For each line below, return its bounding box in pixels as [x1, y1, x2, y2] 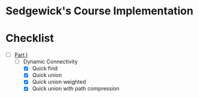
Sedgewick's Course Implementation [5, 4, 194, 18]
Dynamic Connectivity [23, 58, 78, 65]
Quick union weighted [32, 78, 86, 85]
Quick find [32, 65, 58, 72]
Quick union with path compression [32, 85, 120, 92]
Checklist [5, 32, 54, 45]
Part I [14, 51, 28, 59]
